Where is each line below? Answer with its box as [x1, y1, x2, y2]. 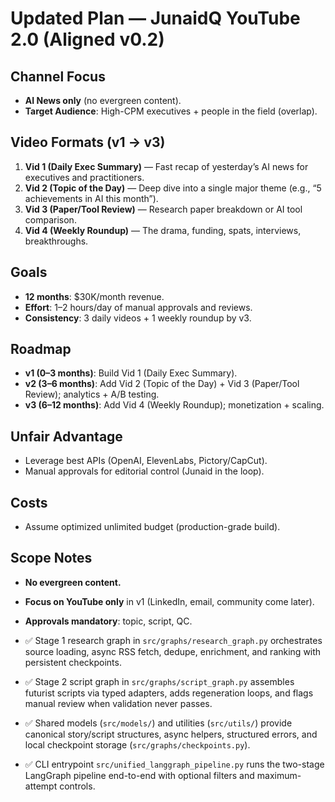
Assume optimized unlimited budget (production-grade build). [24, 521, 281, 533]
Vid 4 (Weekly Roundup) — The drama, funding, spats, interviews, [24, 224, 302, 236]
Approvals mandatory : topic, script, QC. [24, 615, 193, 627]
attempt [24, 780, 58, 792]
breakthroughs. [24, 235, 89, 247]
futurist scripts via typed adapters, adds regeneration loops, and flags [24, 687, 314, 699]
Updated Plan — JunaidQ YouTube [10, 7, 301, 30]
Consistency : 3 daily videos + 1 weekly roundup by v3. [24, 312, 252, 324]
